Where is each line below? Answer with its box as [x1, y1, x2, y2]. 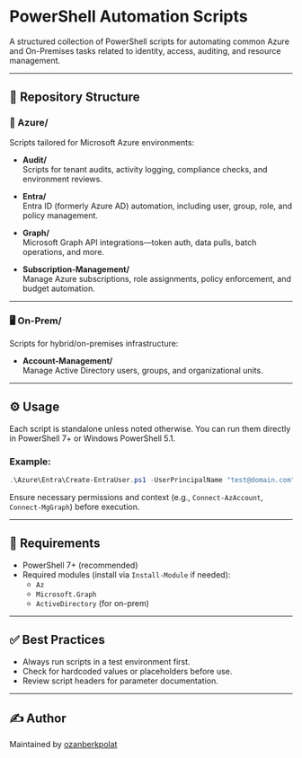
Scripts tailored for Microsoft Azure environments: [9, 137, 195, 147]
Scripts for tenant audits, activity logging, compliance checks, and [22, 163, 268, 174]
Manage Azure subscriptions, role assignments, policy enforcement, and [22, 273, 292, 284]
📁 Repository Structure [9, 90, 140, 105]
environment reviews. [22, 173, 103, 184]
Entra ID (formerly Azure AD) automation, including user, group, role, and [22, 200, 292, 211]
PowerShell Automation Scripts [9, 6, 249, 27]
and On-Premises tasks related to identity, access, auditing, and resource [9, 45, 281, 56]
